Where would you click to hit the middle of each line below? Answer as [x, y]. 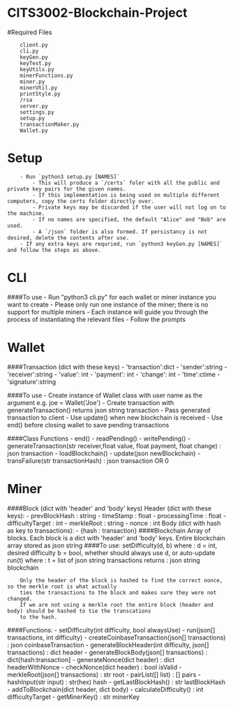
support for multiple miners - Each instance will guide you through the [108, 311]
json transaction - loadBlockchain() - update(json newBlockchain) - [104, 453]
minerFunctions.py [46, 75]
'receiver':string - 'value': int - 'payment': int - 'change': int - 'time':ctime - [114, 374]
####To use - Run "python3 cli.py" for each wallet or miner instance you [112, 297]
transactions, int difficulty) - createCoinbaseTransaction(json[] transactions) [116, 637]
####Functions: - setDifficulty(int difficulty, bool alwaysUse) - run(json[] [111, 630]
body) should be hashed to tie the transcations [79, 611]
